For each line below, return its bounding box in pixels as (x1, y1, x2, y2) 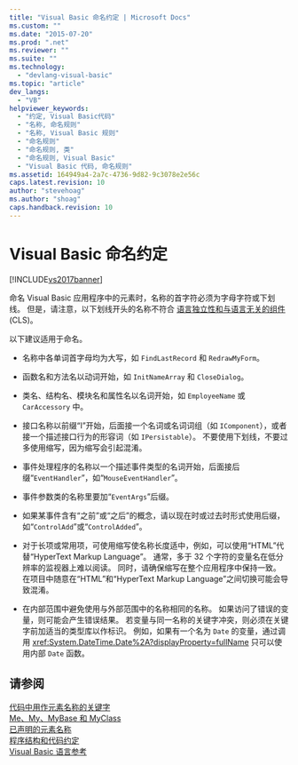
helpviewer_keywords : (9, 104, 90, 113)
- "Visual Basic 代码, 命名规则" (17, 162, 133, 171)
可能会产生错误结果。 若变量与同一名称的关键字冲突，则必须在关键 (45, 614, 289, 625)
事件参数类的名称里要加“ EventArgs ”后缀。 (21, 490, 175, 502)
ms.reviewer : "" (9, 46, 69, 55)
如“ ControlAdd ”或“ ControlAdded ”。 (21, 521, 147, 531)
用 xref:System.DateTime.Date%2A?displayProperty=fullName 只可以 (21, 636, 275, 647)
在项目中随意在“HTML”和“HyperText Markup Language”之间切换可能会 (21, 573, 281, 584)
